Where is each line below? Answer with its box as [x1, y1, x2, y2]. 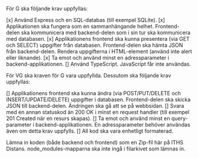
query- [171, 115, 188, 122]
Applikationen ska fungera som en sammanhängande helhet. [6, 23, 154, 30]
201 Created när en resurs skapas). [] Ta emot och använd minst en [6, 115, 170, 122]
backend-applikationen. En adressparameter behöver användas [35, 121, 190, 128]
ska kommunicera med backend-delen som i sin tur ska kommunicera [21, 29, 191, 36]
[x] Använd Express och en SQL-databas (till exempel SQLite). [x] [6, 17, 165, 23]
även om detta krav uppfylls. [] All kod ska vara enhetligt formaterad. [6, 127, 173, 134]
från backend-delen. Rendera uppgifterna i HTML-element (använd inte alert [6, 48, 192, 55]
